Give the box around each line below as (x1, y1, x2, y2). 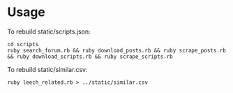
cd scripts (7, 41, 39, 48)
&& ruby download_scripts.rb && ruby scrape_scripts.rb (7, 53, 173, 60)
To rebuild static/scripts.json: (7, 27, 91, 36)
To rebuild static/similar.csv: (7, 65, 88, 73)
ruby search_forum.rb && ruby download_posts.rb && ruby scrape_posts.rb (7, 47, 227, 54)
